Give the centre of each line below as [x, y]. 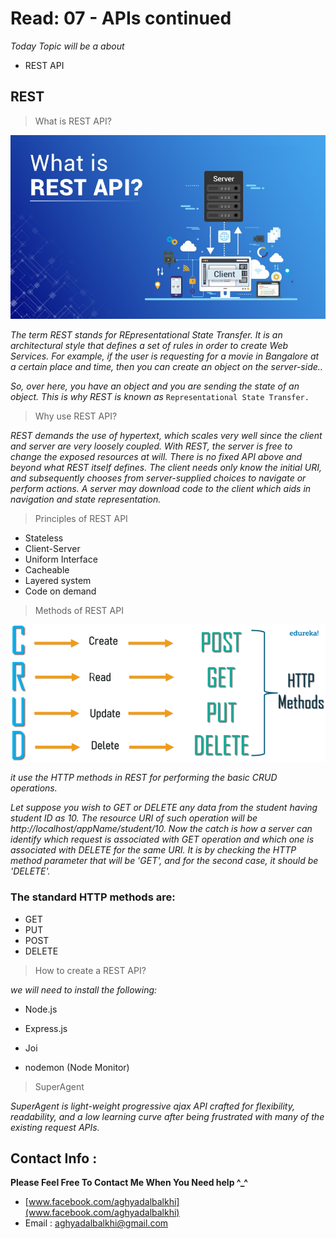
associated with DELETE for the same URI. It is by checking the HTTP [153, 850]
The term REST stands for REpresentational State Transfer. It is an [146, 335]
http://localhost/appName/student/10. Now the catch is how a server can [161, 829]
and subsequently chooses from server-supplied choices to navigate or [158, 478]
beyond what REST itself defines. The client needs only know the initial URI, [166, 468]
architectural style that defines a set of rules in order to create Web [149, 346]
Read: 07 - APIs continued [121, 18]
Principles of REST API [81, 519]
